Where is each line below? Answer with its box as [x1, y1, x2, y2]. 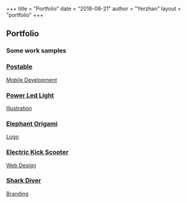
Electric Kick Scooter [6, 148, 69, 156]
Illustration [6, 104, 32, 112]
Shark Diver [6, 176, 41, 184]
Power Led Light [6, 91, 54, 99]
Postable [6, 63, 33, 71]
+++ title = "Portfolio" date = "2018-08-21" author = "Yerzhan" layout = [6, 5, 181, 12]
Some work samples [6, 47, 67, 55]
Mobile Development [6, 76, 57, 83]
